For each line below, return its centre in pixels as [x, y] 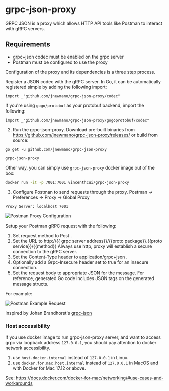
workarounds [19, 383]
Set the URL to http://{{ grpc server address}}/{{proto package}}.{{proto [87, 241]
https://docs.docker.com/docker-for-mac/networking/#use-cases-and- [90, 378]
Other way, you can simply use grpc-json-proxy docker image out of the [80, 167]
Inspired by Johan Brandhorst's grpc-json [49, 313]
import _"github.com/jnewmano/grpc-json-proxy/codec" [63, 96]
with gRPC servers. [25, 28]
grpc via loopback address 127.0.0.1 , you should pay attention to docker [81, 342]
